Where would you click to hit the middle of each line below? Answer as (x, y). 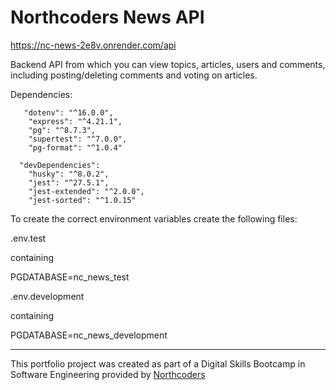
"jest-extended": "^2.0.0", (86, 191)
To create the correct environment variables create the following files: (154, 218)
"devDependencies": (60, 165)
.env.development (47, 296)
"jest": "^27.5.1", (69, 182)
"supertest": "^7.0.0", (78, 139)
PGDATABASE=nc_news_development (89, 335)
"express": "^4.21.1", (75, 121)
